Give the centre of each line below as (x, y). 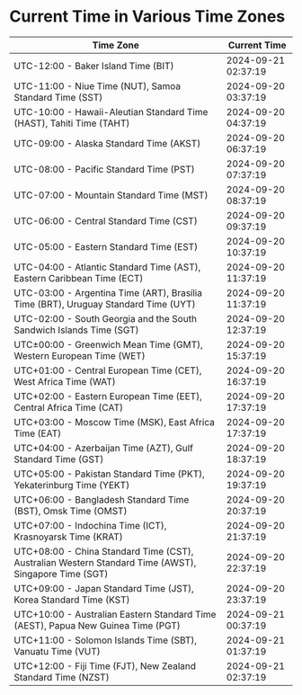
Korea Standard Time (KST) (72, 600)
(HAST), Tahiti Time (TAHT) (72, 123)
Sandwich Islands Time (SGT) (76, 330)
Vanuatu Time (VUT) (57, 651)
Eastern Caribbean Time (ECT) (79, 278)
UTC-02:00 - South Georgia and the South (106, 318)
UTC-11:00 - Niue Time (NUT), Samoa (98, 85)
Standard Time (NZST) (62, 677)
